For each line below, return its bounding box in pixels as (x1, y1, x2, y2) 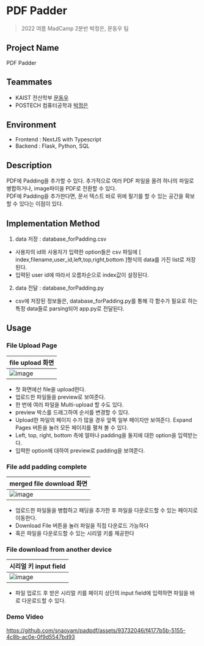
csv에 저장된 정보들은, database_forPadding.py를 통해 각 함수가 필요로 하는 (15, 298, 198, 304)
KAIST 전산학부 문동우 (15, 94, 69, 101)
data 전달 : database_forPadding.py (15, 284, 104, 291)
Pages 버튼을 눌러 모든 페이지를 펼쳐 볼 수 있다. (15, 424, 129, 431)
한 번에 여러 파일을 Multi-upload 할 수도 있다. (15, 400, 124, 408)
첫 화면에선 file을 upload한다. (15, 385, 87, 392)
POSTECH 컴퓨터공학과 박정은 (15, 102, 89, 109)
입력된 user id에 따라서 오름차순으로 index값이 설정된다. (15, 271, 149, 279)
